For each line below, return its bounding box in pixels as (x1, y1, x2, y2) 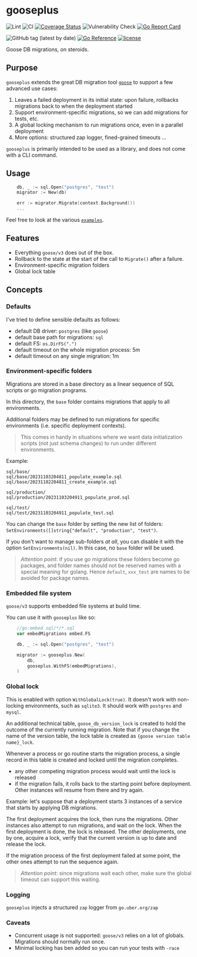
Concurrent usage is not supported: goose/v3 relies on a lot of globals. (14, 932, 185, 939)
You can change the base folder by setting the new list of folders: (6, 520, 163, 527)
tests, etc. (14, 115, 39, 122)
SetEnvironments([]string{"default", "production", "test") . (6, 526, 158, 534)
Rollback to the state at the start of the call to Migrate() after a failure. (14, 255, 184, 262)
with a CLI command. (6, 151, 58, 158)
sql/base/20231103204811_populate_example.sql (6, 473, 122, 480)
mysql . (6, 708, 21, 716)
